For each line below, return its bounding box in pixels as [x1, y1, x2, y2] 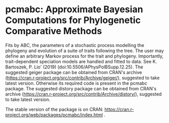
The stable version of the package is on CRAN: [5, 106, 103, 112]
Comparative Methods [5, 26, 102, 37]
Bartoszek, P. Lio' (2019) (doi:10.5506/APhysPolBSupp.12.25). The [5, 64, 144, 70]
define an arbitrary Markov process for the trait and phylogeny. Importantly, [5, 53, 164, 59]
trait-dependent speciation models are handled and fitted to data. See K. [5, 58, 157, 64]
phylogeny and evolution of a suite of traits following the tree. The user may [5, 47, 164, 54]
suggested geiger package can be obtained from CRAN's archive [5, 69, 143, 75]
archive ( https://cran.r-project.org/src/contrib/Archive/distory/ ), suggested [5, 91, 162, 97]
